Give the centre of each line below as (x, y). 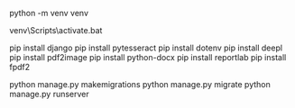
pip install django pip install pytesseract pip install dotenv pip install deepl (146, 48)
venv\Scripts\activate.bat (56, 30)
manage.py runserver (50, 94)
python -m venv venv (49, 13)
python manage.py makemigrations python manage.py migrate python (140, 84)
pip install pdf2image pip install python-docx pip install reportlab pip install (148, 57)
